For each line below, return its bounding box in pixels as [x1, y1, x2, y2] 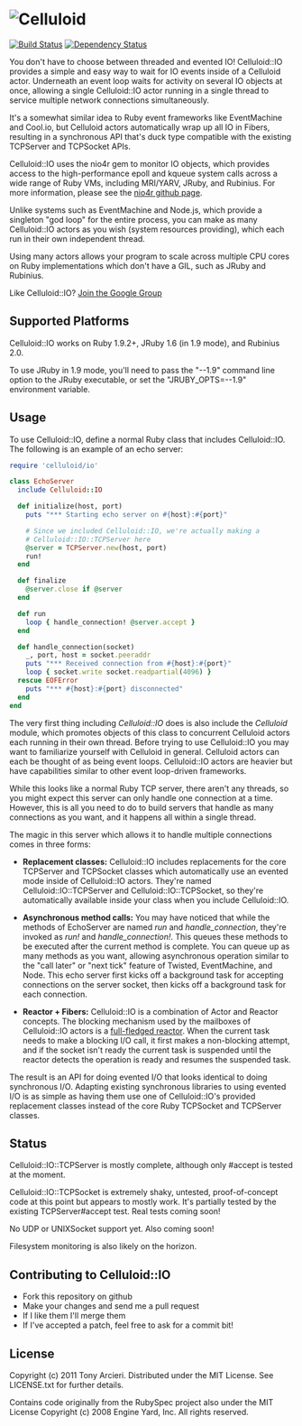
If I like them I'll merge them [22, 1311, 126, 1321]
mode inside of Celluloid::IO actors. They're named [22, 875, 212, 886]
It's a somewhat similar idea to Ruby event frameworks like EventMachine [9, 112, 282, 123]
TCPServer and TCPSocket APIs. [9, 141, 132, 152]
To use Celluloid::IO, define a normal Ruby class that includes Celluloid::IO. [9, 434, 286, 445]
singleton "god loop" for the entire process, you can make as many [9, 214, 259, 225]
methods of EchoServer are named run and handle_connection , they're [22, 921, 287, 933]
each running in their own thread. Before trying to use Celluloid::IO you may [9, 736, 290, 748]
